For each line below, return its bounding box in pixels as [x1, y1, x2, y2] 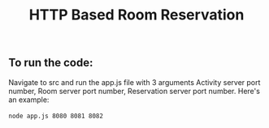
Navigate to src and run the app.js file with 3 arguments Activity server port [8, 77, 261, 87]
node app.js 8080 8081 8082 [8, 112, 104, 120]
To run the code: [8, 56, 93, 70]
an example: [8, 95, 50, 105]
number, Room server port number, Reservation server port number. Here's [8, 86, 260, 96]
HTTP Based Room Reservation [28, 6, 245, 24]
